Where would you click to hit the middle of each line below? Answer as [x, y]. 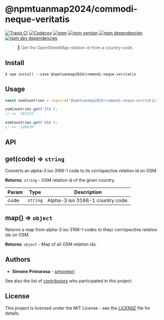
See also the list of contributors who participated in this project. [69, 281]
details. [12, 313]
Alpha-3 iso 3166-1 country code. [88, 200]
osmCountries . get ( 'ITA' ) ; [31, 109]
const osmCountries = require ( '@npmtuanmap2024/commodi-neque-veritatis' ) [83, 100]
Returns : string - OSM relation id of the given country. [60, 180]
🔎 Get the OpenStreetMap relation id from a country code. [75, 47]
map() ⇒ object [29, 218]
